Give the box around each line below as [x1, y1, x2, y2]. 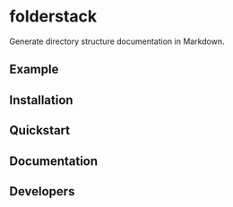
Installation [9, 92, 73, 108]
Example [9, 62, 59, 77]
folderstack [9, 6, 98, 27]
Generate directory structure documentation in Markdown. [9, 36, 225, 47]
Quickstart [9, 123, 71, 138]
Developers [9, 184, 75, 199]
